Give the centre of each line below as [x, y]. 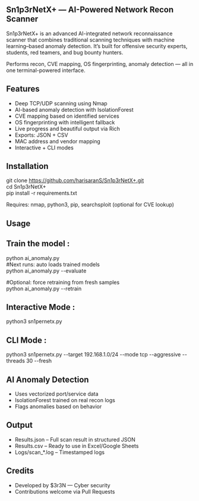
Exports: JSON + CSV [41, 135]
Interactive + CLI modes [44, 148]
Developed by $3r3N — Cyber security [63, 485]
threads [16, 361]
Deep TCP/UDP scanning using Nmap [61, 103]
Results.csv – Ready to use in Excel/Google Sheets [77, 446]
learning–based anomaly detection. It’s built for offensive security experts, [97, 46]
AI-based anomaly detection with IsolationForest [74, 109]
